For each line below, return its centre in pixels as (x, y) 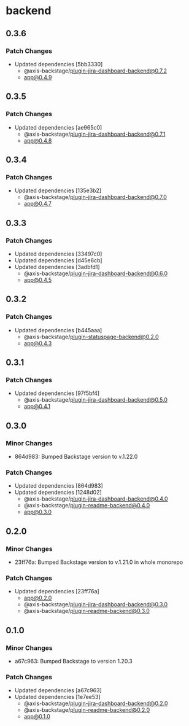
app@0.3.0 (38, 512)
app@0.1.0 (37, 717)
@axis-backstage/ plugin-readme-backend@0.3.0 (87, 611)
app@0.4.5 (38, 279)
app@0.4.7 (37, 204)
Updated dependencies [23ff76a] (57, 591)
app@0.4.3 (38, 343)
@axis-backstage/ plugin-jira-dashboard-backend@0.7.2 (95, 71)
